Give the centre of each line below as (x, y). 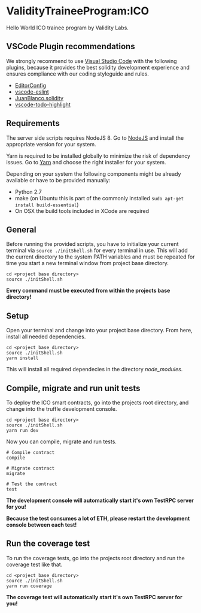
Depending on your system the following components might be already (94, 174)
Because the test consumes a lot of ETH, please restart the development (98, 518)
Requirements (33, 123)
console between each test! (42, 525)
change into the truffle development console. (62, 409)
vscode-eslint (32, 92)
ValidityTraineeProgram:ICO (78, 11)
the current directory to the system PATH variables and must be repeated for (100, 257)
